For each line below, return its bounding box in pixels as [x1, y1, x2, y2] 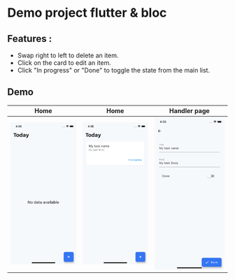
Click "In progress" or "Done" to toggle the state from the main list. [17, 66, 211, 74]
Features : [7, 33, 52, 45]
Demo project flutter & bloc [7, 5, 167, 21]
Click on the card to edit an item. [17, 59, 112, 67]
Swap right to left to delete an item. [17, 51, 119, 59]
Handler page [169, 107, 210, 115]
